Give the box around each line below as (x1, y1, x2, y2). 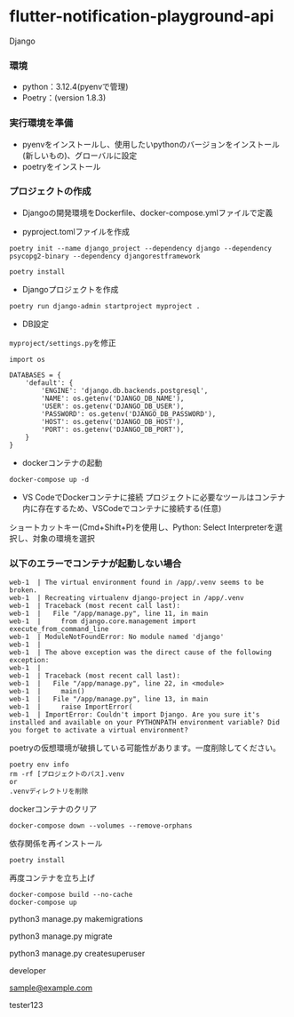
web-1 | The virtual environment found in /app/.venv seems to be (9, 578, 265, 588)
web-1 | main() (9, 687, 86, 696)
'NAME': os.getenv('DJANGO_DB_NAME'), (41, 394, 185, 403)
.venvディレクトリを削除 (9, 787, 89, 797)
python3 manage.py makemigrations (9, 914, 144, 925)
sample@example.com (9, 982, 93, 993)
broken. (9, 586, 38, 595)
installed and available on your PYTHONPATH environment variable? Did (9, 718, 280, 727)
